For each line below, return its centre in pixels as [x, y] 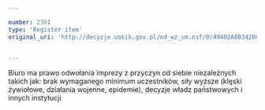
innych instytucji [35, 98]
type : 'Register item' [45, 29]
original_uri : [32, 37]
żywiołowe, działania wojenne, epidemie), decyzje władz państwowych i [125, 90]
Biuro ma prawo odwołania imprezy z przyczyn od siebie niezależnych [122, 73]
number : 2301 [30, 22]
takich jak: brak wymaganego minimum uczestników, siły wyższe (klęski [125, 81]
